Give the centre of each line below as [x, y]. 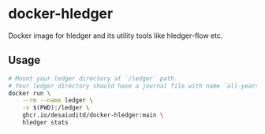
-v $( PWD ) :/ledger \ [56, 108]
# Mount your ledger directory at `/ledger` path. [93, 78]
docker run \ [30, 93]
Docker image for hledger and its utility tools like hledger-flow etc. [116, 35]
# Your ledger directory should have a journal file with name [114, 86]
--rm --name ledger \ [58, 100]
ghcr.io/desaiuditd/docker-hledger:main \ [93, 115]
